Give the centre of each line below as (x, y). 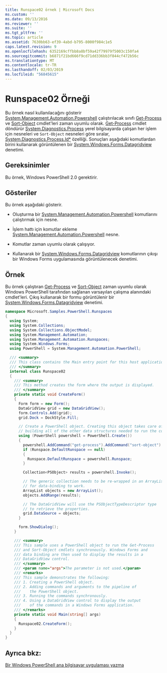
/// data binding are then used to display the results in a (79, 554)
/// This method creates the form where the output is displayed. (84, 385)
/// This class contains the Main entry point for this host (74, 362)
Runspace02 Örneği (47, 99)
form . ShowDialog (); (38, 527)
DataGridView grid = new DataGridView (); (62, 408)
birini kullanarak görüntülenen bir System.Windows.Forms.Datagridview (79, 144)
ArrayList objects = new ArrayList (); (63, 490)
